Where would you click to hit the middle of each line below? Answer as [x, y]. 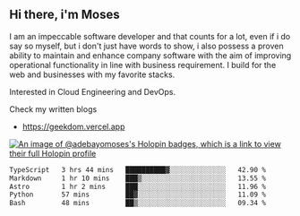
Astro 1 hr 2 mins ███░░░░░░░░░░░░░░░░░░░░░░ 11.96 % [138, 186]
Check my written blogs [53, 109]
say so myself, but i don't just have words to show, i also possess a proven [146, 46]
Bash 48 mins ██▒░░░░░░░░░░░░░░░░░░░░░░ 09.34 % [138, 203]
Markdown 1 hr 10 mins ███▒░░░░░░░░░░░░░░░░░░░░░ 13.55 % [138, 178]
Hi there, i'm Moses [64, 15]
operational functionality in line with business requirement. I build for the [143, 65]
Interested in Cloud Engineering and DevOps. [93, 91]
